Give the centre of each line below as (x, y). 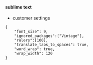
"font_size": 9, (31, 32)
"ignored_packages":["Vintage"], (49, 36)
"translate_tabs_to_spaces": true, (52, 45)
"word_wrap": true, (35, 49)
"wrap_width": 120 (33, 53)
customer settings (31, 18)
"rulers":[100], (31, 40)
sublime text (18, 7)
